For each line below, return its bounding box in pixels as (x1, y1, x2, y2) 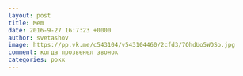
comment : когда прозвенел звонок (8, 48, 119, 56)
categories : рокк (8, 56, 66, 64)
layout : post (8, 11, 51, 20)
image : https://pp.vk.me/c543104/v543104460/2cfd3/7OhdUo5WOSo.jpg (8, 41, 236, 49)
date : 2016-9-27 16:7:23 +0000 (8, 26, 112, 34)
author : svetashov (8, 33, 69, 42)
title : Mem (8, 19, 44, 27)
